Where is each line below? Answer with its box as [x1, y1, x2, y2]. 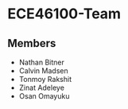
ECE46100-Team [7, 5, 121, 23]
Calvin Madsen [18, 66, 68, 76]
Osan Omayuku [18, 91, 70, 100]
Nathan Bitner [18, 57, 64, 67]
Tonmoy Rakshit [18, 75, 72, 84]
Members [7, 37, 56, 50]
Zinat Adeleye [18, 83, 65, 92]
